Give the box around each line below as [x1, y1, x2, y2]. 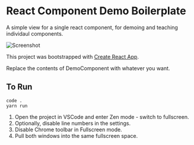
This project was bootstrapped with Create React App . [6, 53, 139, 60]
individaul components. [6, 30, 63, 37]
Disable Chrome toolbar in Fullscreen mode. [14, 126, 123, 133]
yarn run [6, 103, 28, 109]
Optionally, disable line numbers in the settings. [14, 119, 131, 127]
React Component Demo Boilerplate [6, 4, 186, 18]
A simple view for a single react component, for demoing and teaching [6, 24, 178, 31]
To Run [6, 82, 33, 92]
